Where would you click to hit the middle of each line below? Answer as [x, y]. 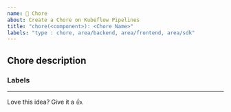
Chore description [47, 60]
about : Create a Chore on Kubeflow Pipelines [73, 20]
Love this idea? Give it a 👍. [45, 102]
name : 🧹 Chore [27, 13]
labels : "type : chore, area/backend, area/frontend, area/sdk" [101, 33]
